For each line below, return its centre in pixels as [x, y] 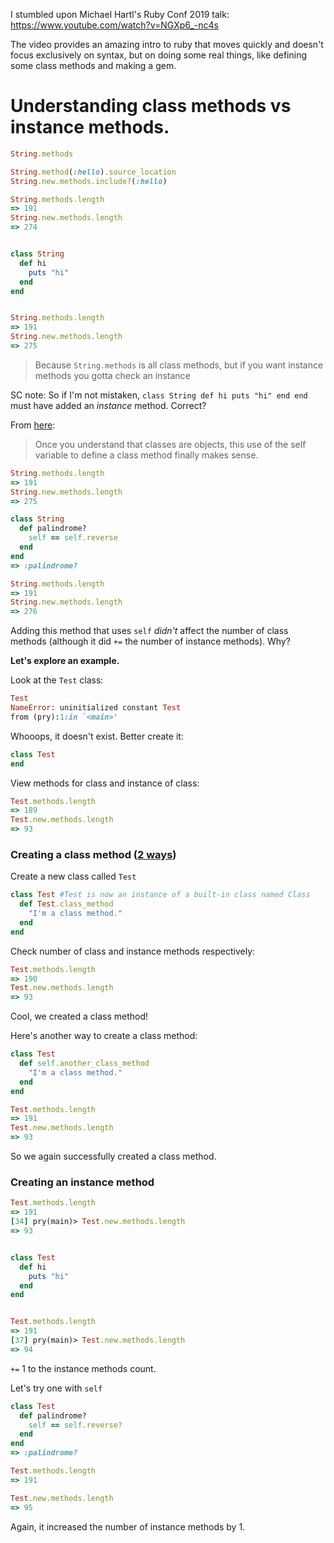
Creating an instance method [82, 1182]
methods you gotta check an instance [112, 375]
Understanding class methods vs [151, 106]
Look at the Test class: [57, 680]
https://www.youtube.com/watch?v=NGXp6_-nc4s [114, 25]
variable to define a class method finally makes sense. [146, 455]
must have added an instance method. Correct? [108, 405]
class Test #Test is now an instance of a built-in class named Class [160, 895]
